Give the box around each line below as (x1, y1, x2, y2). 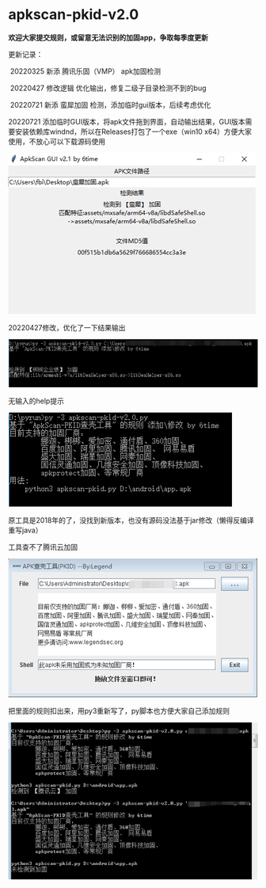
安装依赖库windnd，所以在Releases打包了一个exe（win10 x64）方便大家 (14, 127, 252, 136)
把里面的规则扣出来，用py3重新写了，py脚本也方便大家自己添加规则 (8, 707, 230, 716)
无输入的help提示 (8, 396, 65, 406)
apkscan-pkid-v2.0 (8, 6, 139, 24)
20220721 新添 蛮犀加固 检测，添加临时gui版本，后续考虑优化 (9, 100, 211, 109)
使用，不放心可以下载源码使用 (8, 136, 105, 146)
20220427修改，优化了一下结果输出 (8, 322, 126, 332)
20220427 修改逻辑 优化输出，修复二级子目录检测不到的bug (9, 83, 207, 93)
